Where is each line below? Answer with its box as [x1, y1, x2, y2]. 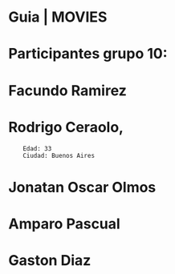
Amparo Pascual [8, 215, 120, 232]
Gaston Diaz [8, 252, 92, 270]
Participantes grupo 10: [8, 45, 168, 63]
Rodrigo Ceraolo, [8, 118, 124, 136]
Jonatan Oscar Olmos [8, 178, 157, 196]
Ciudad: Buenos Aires [22, 151, 95, 159]
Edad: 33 [22, 144, 52, 152]
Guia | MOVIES [8, 8, 108, 26]
